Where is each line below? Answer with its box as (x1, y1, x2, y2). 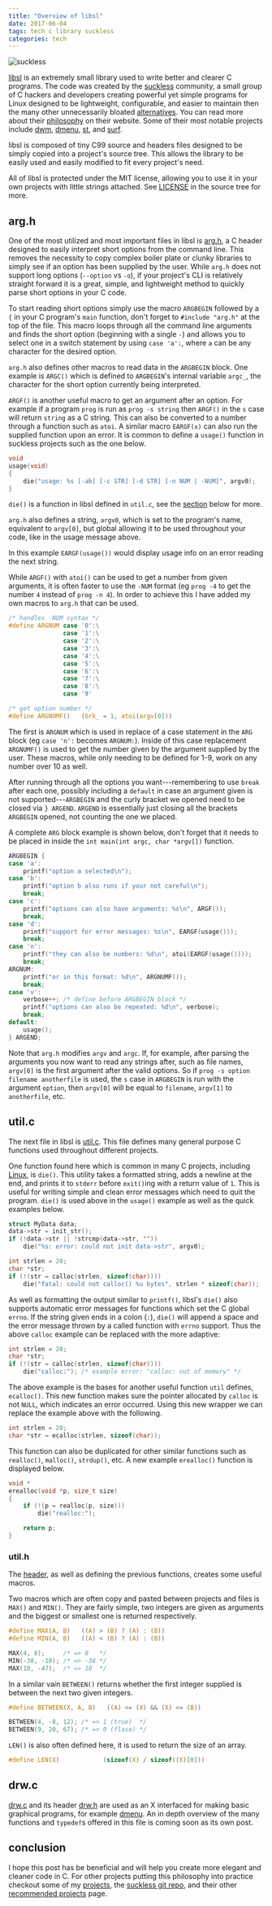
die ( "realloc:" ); (37, 1510, 96, 1518)
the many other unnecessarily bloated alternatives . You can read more (8, 107, 244, 117)
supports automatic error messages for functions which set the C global (8, 1303, 249, 1313)
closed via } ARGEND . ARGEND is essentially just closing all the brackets (8, 803, 238, 813)
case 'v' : (8, 988, 42, 997)
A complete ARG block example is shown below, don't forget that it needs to (8, 827, 259, 837)
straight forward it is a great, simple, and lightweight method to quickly (8, 279, 245, 289)
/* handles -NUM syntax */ (8, 614, 100, 622)
